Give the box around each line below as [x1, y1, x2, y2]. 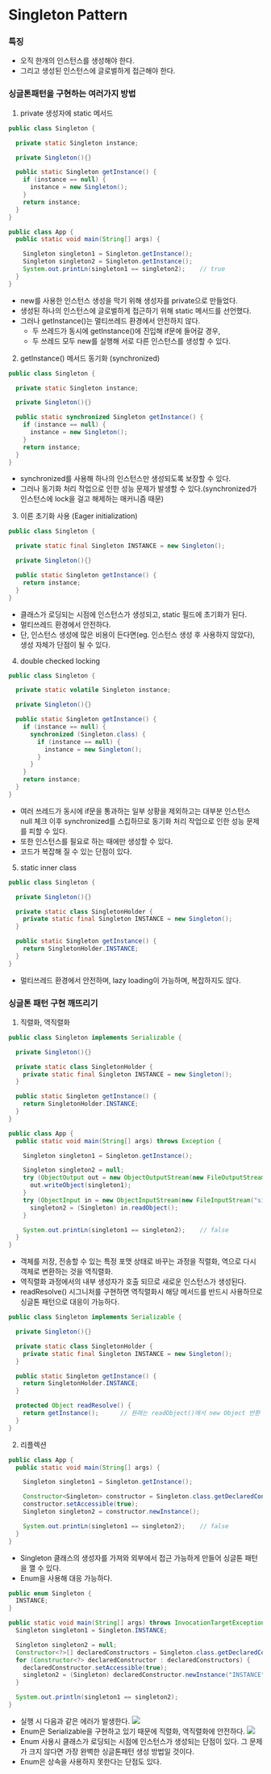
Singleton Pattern [8, 6, 128, 24]
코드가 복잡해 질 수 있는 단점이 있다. [19, 847, 132, 856]
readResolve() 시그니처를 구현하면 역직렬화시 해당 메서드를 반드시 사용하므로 [19, 1287, 263, 1297]
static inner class [19, 863, 77, 872]
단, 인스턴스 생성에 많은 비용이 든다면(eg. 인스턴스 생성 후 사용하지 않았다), [19, 629, 256, 640]
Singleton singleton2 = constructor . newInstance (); [23, 1508, 200, 1516]
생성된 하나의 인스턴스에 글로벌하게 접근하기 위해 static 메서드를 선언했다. [19, 306, 252, 315]
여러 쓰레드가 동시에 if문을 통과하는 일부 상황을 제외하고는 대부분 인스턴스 [19, 806, 251, 816]
